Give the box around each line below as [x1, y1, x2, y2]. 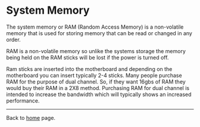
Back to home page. [6, 114, 55, 121]
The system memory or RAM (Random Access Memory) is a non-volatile [6, 23, 184, 30]
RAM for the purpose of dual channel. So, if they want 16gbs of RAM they [6, 78, 186, 85]
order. [6, 36, 21, 43]
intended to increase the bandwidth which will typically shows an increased [6, 91, 192, 98]
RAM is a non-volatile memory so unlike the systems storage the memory [6, 47, 186, 54]
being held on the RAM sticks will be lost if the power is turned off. [6, 54, 169, 61]
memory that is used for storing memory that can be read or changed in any [6, 29, 192, 36]
